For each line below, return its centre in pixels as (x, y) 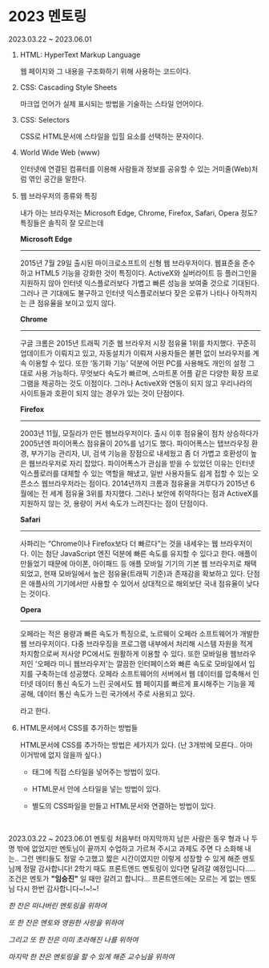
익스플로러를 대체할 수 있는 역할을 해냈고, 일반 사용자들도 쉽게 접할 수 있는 (135, 473)
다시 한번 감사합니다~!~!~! (58, 888)
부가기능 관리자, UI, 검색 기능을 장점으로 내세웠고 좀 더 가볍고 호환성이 (140, 453)
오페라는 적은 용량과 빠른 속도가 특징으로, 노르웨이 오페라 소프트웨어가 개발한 (140, 633)
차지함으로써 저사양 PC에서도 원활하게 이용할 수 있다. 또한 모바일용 (124, 653)
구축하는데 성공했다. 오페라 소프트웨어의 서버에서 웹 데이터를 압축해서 (143, 673)
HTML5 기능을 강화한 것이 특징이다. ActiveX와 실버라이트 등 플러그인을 (146, 272)
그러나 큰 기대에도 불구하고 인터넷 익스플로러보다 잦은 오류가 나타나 (124, 292)
